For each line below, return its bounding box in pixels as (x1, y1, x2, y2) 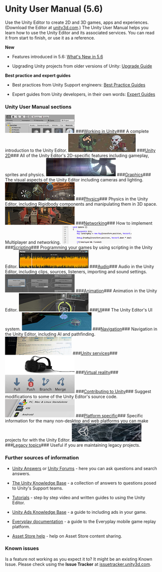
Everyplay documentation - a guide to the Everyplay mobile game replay (12, 518, 156, 524)
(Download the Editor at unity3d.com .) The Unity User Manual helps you (5, 24, 149, 30)
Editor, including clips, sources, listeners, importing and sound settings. (5, 269, 147, 275)
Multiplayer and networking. (5, 239, 61, 245)
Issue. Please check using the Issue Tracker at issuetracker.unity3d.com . (5, 561, 151, 567)
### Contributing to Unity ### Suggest (75, 389, 151, 394)
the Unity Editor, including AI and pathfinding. (5, 331, 96, 337)
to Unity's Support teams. (12, 485, 63, 491)
